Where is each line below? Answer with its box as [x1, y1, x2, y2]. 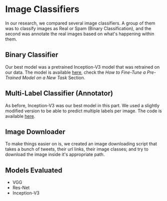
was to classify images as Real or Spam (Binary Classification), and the [5, 25, 151, 31]
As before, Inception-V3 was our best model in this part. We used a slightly [5, 102, 160, 108]
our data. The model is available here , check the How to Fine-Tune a [5, 69, 146, 75]
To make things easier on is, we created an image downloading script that [5, 141, 157, 147]
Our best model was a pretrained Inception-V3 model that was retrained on [5, 64, 160, 70]
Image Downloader [5, 127, 65, 136]
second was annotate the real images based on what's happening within [5, 31, 154, 37]
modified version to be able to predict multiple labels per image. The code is [5, 108, 162, 114]
